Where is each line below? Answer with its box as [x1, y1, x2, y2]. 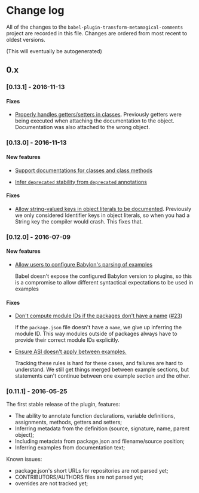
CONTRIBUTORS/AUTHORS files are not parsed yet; [14, 473, 143, 481]
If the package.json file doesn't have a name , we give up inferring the [14, 324, 182, 331]
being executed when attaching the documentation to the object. [14, 117, 174, 124]
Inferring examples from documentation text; [14, 444, 125, 451]
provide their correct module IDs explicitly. [14, 336, 120, 344]
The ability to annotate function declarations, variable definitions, [14, 412, 175, 419]
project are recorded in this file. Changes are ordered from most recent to [6, 29, 188, 36]
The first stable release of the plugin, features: [6, 401, 121, 408]
